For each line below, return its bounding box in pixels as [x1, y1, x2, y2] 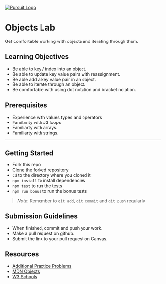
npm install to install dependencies [12, 178, 85, 184]
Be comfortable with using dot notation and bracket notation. [12, 86, 136, 92]
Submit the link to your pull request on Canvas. [12, 236, 108, 242]
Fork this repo [12, 162, 41, 168]
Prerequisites [5, 101, 47, 110]
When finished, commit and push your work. [12, 225, 103, 231]
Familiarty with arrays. [12, 124, 58, 130]
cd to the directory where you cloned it [12, 172, 91, 178]
